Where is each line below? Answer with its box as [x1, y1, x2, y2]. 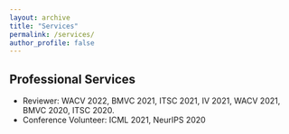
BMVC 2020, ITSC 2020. [22, 105, 115, 116]
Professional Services [9, 71, 136, 86]
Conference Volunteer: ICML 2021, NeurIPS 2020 [22, 114, 206, 126]
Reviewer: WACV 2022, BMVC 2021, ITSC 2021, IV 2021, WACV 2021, [22, 95, 281, 106]
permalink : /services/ [9, 30, 95, 39]
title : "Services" [9, 22, 79, 31]
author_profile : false [9, 38, 95, 48]
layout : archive [9, 13, 70, 22]
